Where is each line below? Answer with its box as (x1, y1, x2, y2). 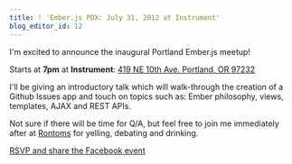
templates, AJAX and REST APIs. (9, 100, 131, 111)
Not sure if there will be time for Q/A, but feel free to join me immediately (9, 118, 279, 129)
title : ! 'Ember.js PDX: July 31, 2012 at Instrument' (9, 13, 221, 23)
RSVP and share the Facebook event (9, 145, 146, 156)
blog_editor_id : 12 (9, 22, 83, 31)
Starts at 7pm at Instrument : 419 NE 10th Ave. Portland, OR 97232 (9, 64, 256, 75)
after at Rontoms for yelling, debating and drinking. (9, 127, 199, 138)
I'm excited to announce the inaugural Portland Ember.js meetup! (9, 46, 251, 57)
